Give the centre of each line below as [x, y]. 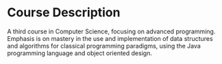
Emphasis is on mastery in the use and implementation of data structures [110, 38]
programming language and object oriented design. [80, 53]
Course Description [64, 13]
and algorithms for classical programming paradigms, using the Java [104, 46]
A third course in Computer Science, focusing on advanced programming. [111, 31]
